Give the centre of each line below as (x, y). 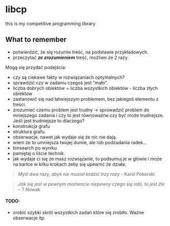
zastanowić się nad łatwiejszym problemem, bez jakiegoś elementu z (86, 99)
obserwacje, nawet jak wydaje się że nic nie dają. (65, 137)
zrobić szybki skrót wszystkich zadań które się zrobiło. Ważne (78, 212)
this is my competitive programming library (50, 24)
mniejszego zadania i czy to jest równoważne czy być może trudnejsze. (88, 115)
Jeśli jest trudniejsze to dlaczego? (48, 121)
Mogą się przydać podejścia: (36, 67)
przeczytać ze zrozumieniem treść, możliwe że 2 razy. (71, 57)
